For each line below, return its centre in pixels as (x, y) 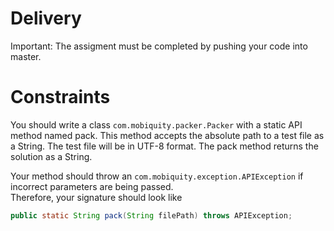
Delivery (46, 18)
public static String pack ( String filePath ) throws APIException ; (151, 215)
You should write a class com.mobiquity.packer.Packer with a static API (156, 124)
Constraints (60, 97)
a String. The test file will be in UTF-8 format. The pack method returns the (164, 146)
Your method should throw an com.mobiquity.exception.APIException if (157, 176)
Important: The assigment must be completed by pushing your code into (159, 46)
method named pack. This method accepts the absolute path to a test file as (167, 135)
